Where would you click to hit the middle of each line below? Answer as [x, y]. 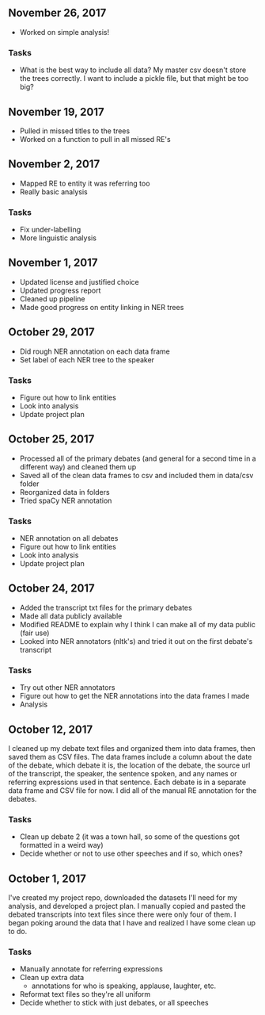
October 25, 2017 [51, 439]
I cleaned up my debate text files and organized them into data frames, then [132, 748]
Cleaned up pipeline [52, 299]
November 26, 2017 [57, 13]
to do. [18, 932]
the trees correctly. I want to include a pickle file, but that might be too [134, 79]
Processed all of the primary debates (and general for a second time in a [138, 458]
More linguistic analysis [58, 238]
